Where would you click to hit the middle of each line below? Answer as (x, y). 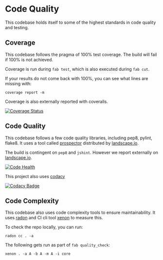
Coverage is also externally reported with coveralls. (56, 101)
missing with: (18, 83)
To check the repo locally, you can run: (44, 227)
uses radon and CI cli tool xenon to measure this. (54, 218)
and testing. (17, 27)
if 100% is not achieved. (29, 60)
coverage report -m (25, 92)
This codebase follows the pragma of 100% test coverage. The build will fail (81, 54)
